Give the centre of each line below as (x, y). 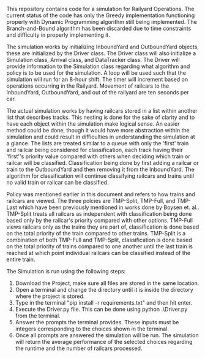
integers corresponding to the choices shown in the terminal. (92, 329)
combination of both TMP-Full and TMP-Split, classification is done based (99, 240)
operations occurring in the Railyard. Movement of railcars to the (88, 86)
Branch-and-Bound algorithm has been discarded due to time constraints (99, 28)
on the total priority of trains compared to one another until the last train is (99, 246)
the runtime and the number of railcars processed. (79, 348)
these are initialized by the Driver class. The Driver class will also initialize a (101, 53)
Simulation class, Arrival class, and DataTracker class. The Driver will (93, 60)
